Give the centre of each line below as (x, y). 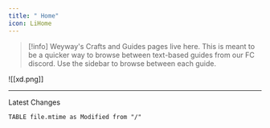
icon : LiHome (30, 23)
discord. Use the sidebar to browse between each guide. (122, 63)
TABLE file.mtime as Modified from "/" (75, 117)
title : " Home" (34, 16)
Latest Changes (35, 102)
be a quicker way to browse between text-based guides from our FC (141, 55)
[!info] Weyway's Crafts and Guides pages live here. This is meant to (141, 46)
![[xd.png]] (26, 79)
